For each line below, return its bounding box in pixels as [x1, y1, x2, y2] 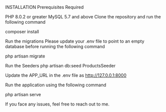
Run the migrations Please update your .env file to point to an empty [5, 38, 145, 44]
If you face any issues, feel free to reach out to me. [5, 101, 110, 107]
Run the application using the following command [5, 82, 106, 88]
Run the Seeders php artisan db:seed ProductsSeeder [5, 63, 116, 68]
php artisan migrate [5, 53, 46, 59]
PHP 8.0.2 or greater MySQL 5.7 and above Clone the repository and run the [5, 14, 161, 19]
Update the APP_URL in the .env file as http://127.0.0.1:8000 [5, 72, 127, 78]
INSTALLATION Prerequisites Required [5, 4, 84, 10]
